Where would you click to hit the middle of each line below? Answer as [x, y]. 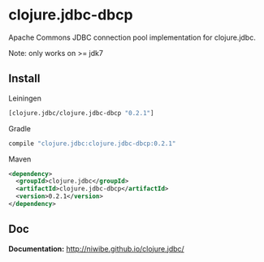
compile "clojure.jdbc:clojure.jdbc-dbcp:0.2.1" [92, 144]
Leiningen [25, 98]
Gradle [19, 128]
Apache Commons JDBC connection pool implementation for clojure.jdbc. [132, 37]
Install [24, 79]
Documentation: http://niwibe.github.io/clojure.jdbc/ [96, 248]
